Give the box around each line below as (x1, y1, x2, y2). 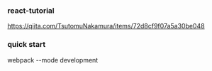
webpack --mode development (7, 55, 99, 64)
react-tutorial (7, 6, 55, 16)
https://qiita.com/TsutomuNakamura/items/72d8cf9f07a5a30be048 (7, 22, 205, 31)
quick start (7, 40, 46, 50)
